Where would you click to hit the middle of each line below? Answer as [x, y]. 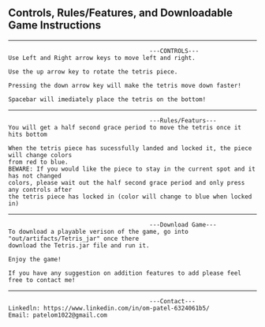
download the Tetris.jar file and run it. [79, 245]
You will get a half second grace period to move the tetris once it [125, 127]
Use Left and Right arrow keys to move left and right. [102, 58]
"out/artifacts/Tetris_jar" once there [74, 239]
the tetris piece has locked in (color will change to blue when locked [130, 197]
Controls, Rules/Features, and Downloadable [120, 13]
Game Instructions [55, 26]
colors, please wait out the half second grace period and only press [127, 182]
